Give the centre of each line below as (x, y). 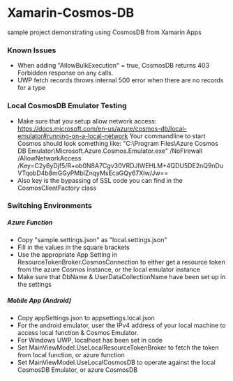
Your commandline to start (167, 136)
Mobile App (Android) (39, 301)
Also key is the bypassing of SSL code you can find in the (100, 180)
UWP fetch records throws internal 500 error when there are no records (120, 80)
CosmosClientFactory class (57, 188)
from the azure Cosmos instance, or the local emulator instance (109, 269)
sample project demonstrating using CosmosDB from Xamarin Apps (105, 32)
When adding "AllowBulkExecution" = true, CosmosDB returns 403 (113, 66)
